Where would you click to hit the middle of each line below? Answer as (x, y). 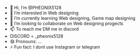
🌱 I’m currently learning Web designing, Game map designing (72, 18)
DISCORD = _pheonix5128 (36, 36)
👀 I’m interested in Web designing (44, 13)
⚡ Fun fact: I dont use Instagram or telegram (55, 47)
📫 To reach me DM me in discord (44, 29)
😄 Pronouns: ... (26, 41)
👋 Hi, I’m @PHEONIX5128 (36, 8)
